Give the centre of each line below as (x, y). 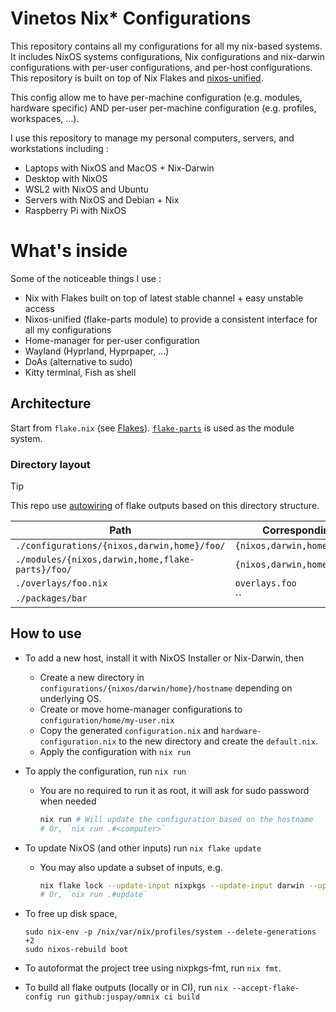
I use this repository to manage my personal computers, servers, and (152, 138)
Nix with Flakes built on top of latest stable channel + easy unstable (164, 298)
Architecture (51, 403)
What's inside (69, 251)
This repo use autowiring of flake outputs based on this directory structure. (165, 505)
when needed (68, 801)
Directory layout (50, 464)
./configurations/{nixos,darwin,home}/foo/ (120, 545)
